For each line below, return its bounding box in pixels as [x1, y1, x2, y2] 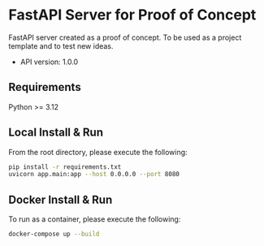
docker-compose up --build [8, 230, 100, 239]
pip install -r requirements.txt [8, 162, 122, 171]
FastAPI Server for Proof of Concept [8, 6, 257, 24]
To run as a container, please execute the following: [8, 214, 181, 224]
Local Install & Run [8, 126, 104, 140]
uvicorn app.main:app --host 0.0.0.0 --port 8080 [8, 170, 180, 179]
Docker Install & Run [8, 192, 113, 206]
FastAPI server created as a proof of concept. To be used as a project [8, 32, 242, 42]
